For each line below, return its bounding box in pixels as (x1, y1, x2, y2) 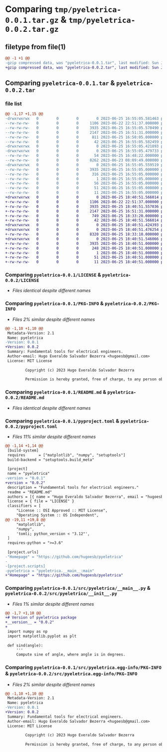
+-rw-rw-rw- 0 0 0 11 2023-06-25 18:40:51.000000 (5, 260, 159, 265)
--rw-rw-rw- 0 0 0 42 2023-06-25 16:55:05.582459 (5, 139, 159, 144)
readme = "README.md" (7, 489, 52, 495)
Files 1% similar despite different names (12, 601, 94, 607)
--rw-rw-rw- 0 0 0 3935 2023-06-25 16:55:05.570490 (5, 125, 159, 130)
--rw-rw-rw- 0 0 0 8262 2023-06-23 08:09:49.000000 (5, 158, 159, 163)
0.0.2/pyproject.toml (5, 424, 58, 429)
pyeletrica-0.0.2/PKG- (104, 301, 160, 307)
